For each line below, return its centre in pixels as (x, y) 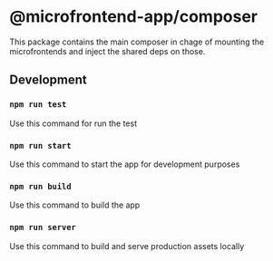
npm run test (38, 105)
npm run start (40, 145)
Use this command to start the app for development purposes (125, 164)
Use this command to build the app (75, 205)
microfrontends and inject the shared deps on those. (107, 51)
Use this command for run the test (73, 123)
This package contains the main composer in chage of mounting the (137, 42)
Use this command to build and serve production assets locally (127, 246)
